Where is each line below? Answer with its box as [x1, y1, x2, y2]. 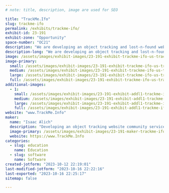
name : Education [14, 148, 49, 153]
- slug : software [10, 152, 46, 158]
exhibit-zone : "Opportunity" [5, 35, 66, 40]
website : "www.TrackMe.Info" [5, 110, 66, 115]
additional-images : [5, 82, 46, 87]
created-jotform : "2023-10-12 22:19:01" [5, 162, 92, 167]
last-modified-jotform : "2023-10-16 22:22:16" [5, 166, 105, 171]
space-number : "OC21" [5, 40, 51, 45]
